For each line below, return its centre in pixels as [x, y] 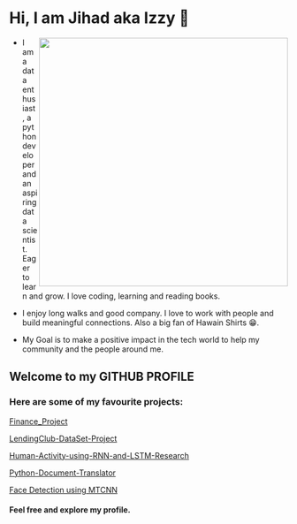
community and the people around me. [92, 349]
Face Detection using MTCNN [63, 490]
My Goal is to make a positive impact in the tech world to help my [141, 339]
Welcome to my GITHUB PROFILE [102, 377]
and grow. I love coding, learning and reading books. [125, 296]
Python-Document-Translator [63, 473]
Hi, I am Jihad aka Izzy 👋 [99, 18]
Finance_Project [38, 421]
